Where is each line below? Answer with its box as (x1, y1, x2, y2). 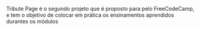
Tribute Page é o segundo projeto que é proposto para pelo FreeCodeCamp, (6, 5, 195, 12)
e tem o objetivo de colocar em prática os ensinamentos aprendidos (6, 11, 174, 19)
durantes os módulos (6, 18, 59, 25)
